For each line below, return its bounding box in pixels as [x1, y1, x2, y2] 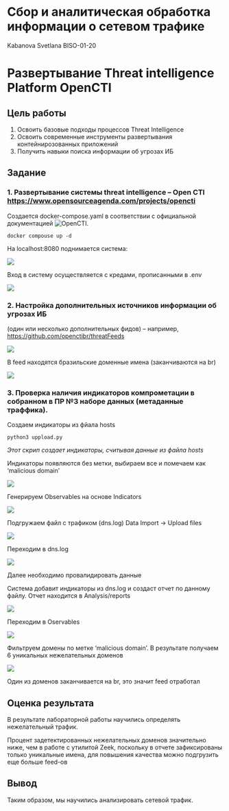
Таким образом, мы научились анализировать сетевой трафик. [7, 796, 193, 804]
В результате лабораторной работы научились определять [7, 716, 181, 724]
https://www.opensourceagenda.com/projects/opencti [7, 196, 196, 206]
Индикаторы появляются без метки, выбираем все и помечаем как [7, 459, 206, 468]
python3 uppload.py [7, 434, 63, 441]
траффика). [7, 405, 48, 415]
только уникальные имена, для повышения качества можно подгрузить [7, 751, 219, 759]
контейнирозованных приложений [16, 140, 119, 148]
